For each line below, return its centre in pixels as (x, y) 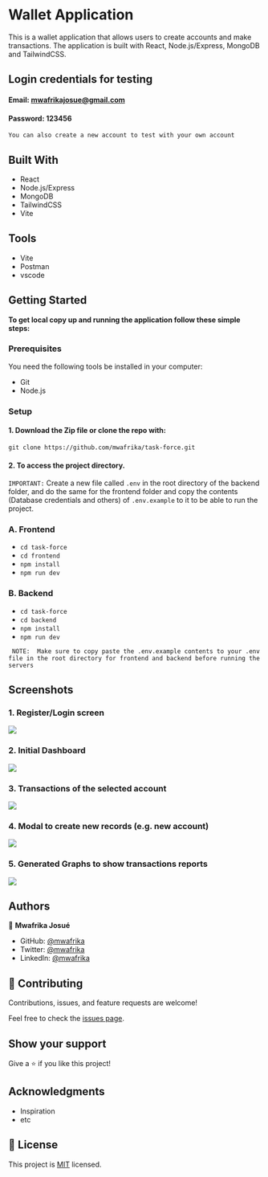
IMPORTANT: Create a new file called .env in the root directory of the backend (134, 483)
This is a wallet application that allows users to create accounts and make (130, 37)
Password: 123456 (40, 118)
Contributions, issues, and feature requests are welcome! (103, 1003)
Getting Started (48, 300)
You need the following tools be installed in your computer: (106, 366)
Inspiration (37, 1111)
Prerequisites (35, 349)
